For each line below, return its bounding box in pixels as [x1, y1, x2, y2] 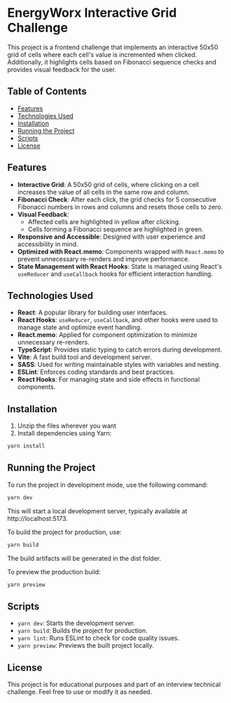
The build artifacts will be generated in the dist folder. [7, 554, 162, 562]
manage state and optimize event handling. [17, 323, 142, 332]
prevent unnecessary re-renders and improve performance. [17, 254, 190, 263]
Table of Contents [7, 85, 87, 97]
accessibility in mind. [17, 239, 78, 248]
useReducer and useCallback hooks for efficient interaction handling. [17, 270, 213, 278]
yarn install [7, 443, 45, 450]
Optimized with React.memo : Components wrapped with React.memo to [17, 247, 224, 256]
